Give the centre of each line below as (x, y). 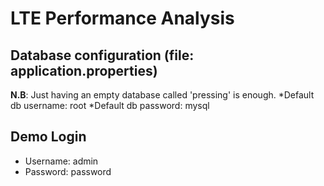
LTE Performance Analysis (122, 18)
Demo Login (48, 137)
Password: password (68, 171)
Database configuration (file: (102, 55)
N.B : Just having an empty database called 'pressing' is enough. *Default (162, 95)
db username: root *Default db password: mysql (110, 105)
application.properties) (84, 70)
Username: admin (61, 161)
